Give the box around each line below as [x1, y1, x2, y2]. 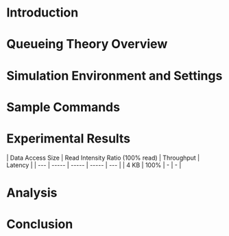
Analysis [6, 184, 58, 200]
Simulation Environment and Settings [6, 67, 223, 83]
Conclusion [6, 217, 73, 232]
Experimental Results [6, 131, 131, 146]
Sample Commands [6, 99, 121, 115]
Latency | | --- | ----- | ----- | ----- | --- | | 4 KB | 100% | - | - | [6, 160, 182, 169]
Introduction [6, 5, 79, 21]
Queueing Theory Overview [6, 36, 168, 52]
